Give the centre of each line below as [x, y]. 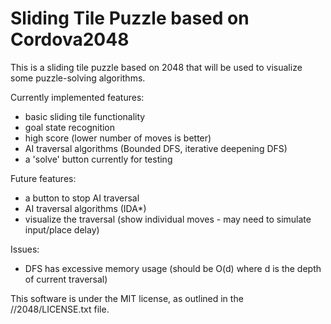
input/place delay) [62, 229]
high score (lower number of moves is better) [118, 138]
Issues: [25, 249]
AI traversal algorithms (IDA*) [85, 208]
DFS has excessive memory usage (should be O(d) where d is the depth [173, 268]
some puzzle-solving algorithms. [78, 78]
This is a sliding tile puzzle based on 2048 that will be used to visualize [156, 67]
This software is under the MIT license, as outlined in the [127, 298]
